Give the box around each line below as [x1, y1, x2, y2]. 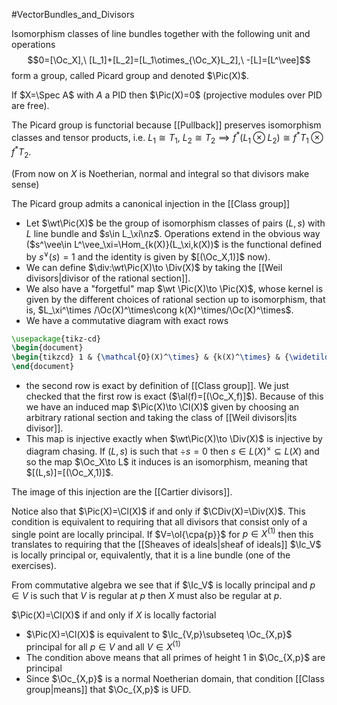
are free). [11, 100, 50, 111]
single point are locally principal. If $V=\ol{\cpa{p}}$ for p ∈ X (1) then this [11, 526, 314, 540]
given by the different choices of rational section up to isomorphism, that [25, 293, 326, 305]
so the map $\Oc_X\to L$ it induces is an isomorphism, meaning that [25, 455, 308, 468]
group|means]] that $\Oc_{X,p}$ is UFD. [25, 684, 192, 696]
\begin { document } [11, 343, 84, 353]
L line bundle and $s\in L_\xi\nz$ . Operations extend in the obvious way [25, 227, 321, 239]
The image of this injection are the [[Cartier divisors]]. [11, 485, 233, 498]
